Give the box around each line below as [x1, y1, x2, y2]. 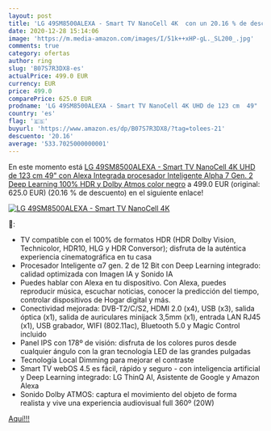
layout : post [8, 11, 52, 20]
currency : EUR [8, 79, 56, 87]
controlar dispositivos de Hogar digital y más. [19, 294, 171, 304]
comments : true [8, 42, 60, 50]
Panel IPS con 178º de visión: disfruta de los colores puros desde [19, 337, 237, 348]
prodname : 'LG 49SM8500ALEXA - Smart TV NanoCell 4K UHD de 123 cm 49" [8, 102, 258, 110]
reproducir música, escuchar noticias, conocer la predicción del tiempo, [19, 286, 260, 296]
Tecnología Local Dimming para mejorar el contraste [19, 355, 195, 365]
